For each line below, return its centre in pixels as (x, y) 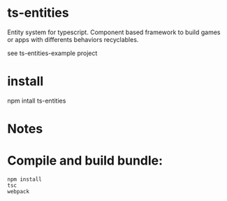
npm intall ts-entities (37, 100)
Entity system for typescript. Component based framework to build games (114, 32)
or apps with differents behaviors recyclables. (73, 39)
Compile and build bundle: (85, 161)
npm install (24, 179)
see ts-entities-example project (52, 53)
